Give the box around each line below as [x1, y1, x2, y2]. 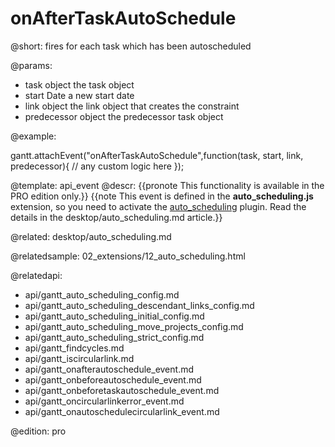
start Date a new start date [24, 89, 135, 101]
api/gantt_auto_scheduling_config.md [24, 288, 180, 301]
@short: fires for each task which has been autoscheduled [10, 40, 252, 52]
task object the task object [24, 78, 135, 91]
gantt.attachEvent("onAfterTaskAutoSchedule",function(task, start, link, [10, 149, 304, 161]
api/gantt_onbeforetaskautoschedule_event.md [24, 384, 220, 396]
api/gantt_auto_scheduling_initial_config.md [24, 310, 205, 322]
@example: [10, 130, 57, 142]
